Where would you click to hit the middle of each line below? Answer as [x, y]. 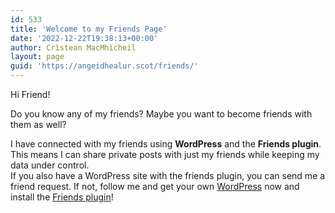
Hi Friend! [30, 94]
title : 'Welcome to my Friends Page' [89, 29]
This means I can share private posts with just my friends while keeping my [165, 154]
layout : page [37, 57]
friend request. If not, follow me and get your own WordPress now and [155, 186]
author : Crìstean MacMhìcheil [73, 47]
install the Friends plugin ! [62, 197]
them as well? [38, 124]
